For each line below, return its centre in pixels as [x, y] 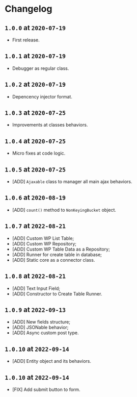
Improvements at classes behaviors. [50, 125]
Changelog [29, 9]
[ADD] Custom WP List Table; [43, 238]
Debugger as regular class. [40, 68]
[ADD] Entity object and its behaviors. [51, 361]
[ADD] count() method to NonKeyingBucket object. [64, 210]
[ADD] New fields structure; [41, 322]
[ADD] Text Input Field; [36, 288]
